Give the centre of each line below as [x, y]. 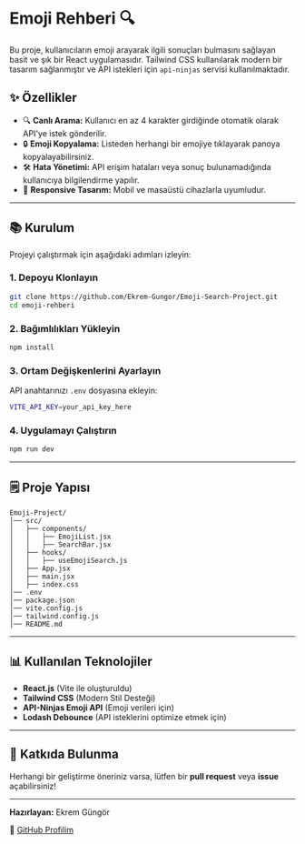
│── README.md [36, 624]
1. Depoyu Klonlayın [54, 277]
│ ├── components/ [49, 528]
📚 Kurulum [42, 228]
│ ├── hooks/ [38, 552]
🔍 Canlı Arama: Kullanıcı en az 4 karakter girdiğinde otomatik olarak [151, 120]
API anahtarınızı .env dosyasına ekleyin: [84, 391]
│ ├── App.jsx [40, 568]
